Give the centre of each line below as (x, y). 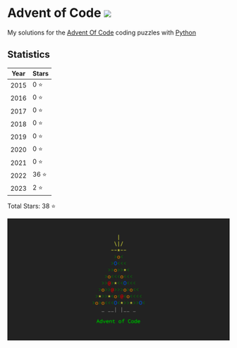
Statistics (29, 55)
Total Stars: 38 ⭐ (32, 206)
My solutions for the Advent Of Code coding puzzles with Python (102, 32)
